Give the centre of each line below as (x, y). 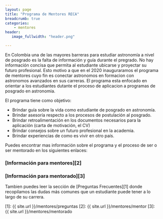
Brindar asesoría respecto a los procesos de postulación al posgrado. (82, 115)
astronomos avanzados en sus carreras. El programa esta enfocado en (76, 80)
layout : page (18, 9)
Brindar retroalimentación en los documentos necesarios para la (76, 120)
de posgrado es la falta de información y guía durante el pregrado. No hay (79, 60)
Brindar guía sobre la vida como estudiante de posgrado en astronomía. (84, 109)
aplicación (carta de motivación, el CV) (51, 125)
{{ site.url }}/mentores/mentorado (39, 212)
